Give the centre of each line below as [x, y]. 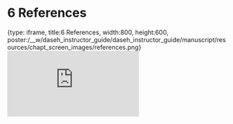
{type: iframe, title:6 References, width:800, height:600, [88, 32]
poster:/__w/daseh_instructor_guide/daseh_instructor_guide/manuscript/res [116, 39]
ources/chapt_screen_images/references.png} [74, 47]
